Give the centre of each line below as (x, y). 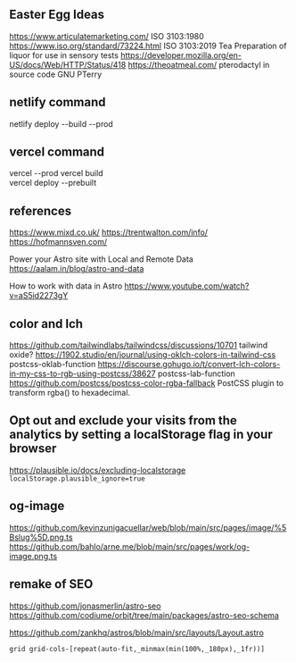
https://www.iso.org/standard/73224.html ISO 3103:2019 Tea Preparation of (148, 46)
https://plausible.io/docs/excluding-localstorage (98, 470)
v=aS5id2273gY (39, 296)
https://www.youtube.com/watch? (187, 286)
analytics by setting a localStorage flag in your (141, 435)
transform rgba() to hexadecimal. (70, 393)
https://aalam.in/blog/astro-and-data (77, 269)
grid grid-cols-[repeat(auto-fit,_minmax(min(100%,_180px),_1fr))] (137, 649)
